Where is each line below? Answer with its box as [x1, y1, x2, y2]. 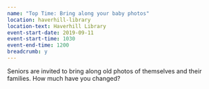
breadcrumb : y [7, 49, 48, 55]
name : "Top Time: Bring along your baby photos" [7, 10, 150, 17]
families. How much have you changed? [7, 74, 121, 82]
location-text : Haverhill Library [7, 23, 107, 29]
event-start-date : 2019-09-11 [7, 29, 94, 36]
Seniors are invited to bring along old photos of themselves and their [7, 66, 202, 75]
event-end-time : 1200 [7, 42, 70, 49]
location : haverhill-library [7, 16, 91, 23]
